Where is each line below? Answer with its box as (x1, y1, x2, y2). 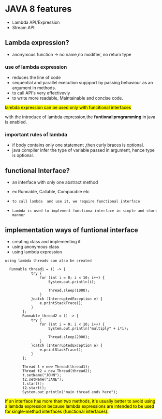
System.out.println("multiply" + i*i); (48, 326, 129, 331)
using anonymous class (12, 244, 59, 249)
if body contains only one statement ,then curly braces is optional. (12, 142, 144, 148)
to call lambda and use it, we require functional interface (12, 199, 140, 204)
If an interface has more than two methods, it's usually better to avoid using (5, 398, 156, 404)
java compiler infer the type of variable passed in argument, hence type (12, 147, 155, 153)
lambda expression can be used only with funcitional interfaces (5, 105, 132, 110)
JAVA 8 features (5, 3, 72, 15)
